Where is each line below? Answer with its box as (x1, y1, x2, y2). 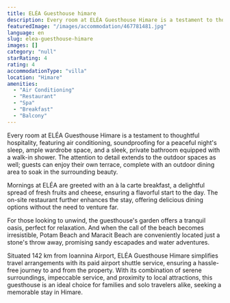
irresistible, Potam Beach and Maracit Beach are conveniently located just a (7, 231, 220, 239)
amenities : (7, 80, 38, 87)
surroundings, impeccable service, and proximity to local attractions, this (7, 273, 213, 282)
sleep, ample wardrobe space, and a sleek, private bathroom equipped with (7, 146, 220, 154)
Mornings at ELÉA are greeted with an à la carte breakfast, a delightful (7, 181, 205, 189)
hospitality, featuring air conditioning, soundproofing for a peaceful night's (7, 138, 217, 146)
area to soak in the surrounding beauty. (7, 168, 118, 176)
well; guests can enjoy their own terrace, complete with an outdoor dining (7, 160, 215, 168)
